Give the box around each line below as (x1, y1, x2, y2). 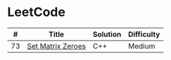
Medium (127, 41, 156, 51)
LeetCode (7, 4, 65, 20)
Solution (92, 29, 122, 39)
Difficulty (127, 29, 160, 39)
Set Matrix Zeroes (27, 41, 87, 51)
